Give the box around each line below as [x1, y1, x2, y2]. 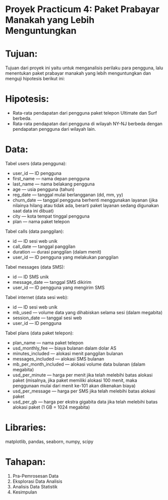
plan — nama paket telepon [12, 219, 70, 224]
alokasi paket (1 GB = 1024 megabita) [12, 404, 90, 410]
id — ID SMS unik [12, 274, 49, 280]
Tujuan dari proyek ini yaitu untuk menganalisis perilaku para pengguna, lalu [5, 65, 163, 71]
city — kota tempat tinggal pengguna [12, 213, 90, 219]
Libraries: [5, 422, 46, 433]
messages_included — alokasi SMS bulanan [12, 356, 104, 362]
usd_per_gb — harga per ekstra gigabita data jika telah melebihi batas [12, 399, 158, 405]
